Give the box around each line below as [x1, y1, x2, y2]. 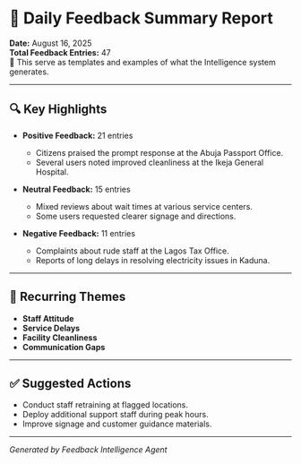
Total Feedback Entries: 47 [9, 47, 112, 57]
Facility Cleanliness [21, 331, 98, 343]
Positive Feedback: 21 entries [21, 130, 133, 141]
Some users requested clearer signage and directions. [35, 211, 236, 221]
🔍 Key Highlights [9, 102, 107, 117]
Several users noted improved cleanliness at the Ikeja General [35, 157, 264, 168]
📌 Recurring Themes [9, 289, 126, 305]
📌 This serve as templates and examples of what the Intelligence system [9, 56, 276, 67]
